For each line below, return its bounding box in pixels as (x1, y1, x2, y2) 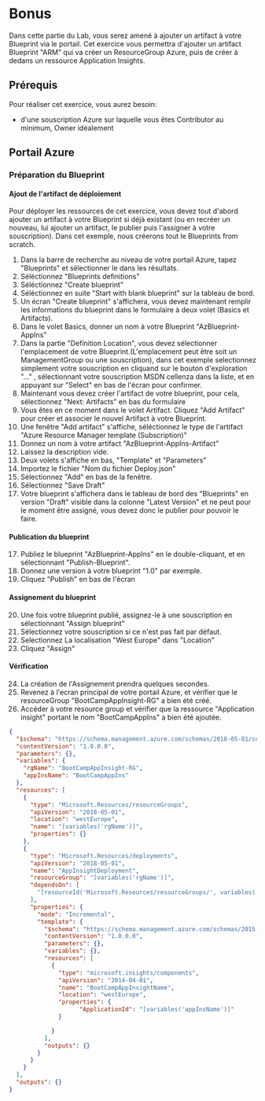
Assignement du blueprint (9, 593, 97, 602)
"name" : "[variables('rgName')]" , (29, 823, 144, 830)
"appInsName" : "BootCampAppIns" (23, 771, 129, 779)
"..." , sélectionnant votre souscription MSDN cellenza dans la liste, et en (20, 372, 255, 381)
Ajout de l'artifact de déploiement (9, 189, 122, 198)
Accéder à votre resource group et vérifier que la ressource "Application (20, 704, 255, 713)
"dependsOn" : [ (29, 882, 80, 889)
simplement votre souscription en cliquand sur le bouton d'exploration (20, 363, 248, 374)
